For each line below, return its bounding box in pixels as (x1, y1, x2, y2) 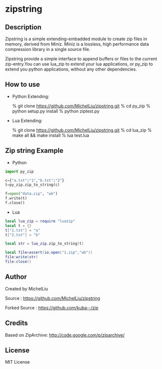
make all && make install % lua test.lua (12, 132, 89, 138)
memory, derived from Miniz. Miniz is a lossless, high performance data (5, 41, 149, 47)
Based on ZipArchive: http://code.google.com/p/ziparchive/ (5, 332, 125, 338)
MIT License (5, 359, 30, 365)
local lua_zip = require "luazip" (5, 219, 76, 223)
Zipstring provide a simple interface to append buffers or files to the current (5, 56, 157, 62)
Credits (5, 319, 28, 327)
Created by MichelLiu (5, 286, 48, 292)
